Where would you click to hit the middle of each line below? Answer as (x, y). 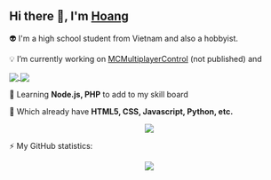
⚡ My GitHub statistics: (51, 145)
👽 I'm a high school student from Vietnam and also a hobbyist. (124, 38)
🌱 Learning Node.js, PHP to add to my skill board (99, 94)
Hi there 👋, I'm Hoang (69, 16)
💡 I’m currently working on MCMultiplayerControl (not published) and (135, 59)
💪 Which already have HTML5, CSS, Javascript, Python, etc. (121, 111)
